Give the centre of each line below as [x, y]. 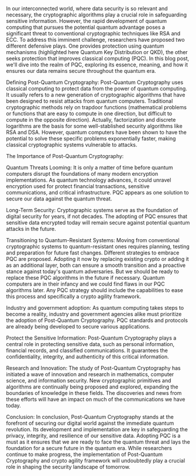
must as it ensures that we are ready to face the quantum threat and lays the [98, 442]
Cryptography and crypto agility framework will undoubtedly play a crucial [96, 460]
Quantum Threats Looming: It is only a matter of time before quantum [90, 167]
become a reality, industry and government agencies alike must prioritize [94, 314]
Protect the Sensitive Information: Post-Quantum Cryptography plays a [91, 338]
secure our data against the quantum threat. [59, 199]
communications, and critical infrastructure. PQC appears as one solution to [97, 192]
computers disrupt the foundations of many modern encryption [82, 174]
